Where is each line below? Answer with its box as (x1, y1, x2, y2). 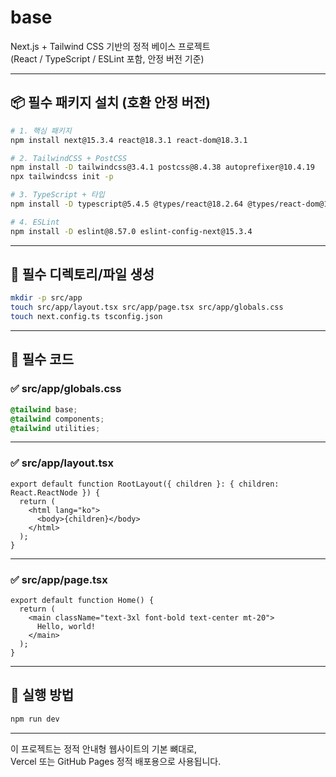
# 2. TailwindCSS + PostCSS (10, 153, 128, 163)
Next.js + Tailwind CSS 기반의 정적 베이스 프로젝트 (10, 40, 211, 52)
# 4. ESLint (10, 217, 60, 227)
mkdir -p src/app (10, 293, 83, 303)
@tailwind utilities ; (10, 423, 101, 433)
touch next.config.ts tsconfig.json (10, 312, 163, 322)
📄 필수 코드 (10, 351, 75, 368)
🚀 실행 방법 (10, 687, 75, 704)
